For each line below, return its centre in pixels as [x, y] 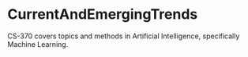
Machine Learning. [38, 44]
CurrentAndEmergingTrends [103, 14]
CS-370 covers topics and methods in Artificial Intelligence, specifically [124, 36]
